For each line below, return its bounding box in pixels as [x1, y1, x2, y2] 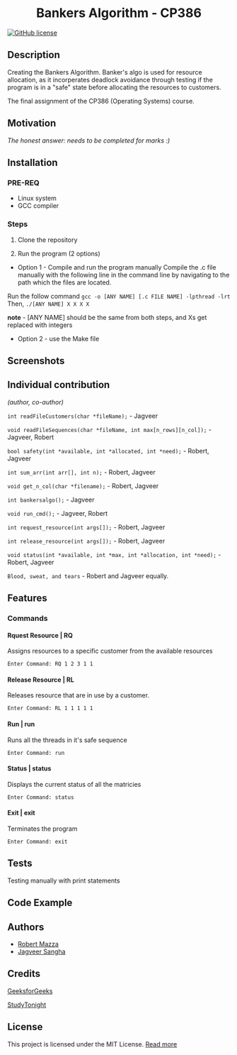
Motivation [7, 117, 57, 129]
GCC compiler [17, 201, 59, 210]
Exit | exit [7, 809, 35, 817]
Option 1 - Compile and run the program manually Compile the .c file [17, 263, 216, 271]
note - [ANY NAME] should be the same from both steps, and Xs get [7, 313, 207, 321]
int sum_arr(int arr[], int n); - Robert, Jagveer [7, 468, 156, 476]
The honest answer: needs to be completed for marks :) [7, 136, 170, 145]
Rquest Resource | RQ [7, 631, 73, 639]
